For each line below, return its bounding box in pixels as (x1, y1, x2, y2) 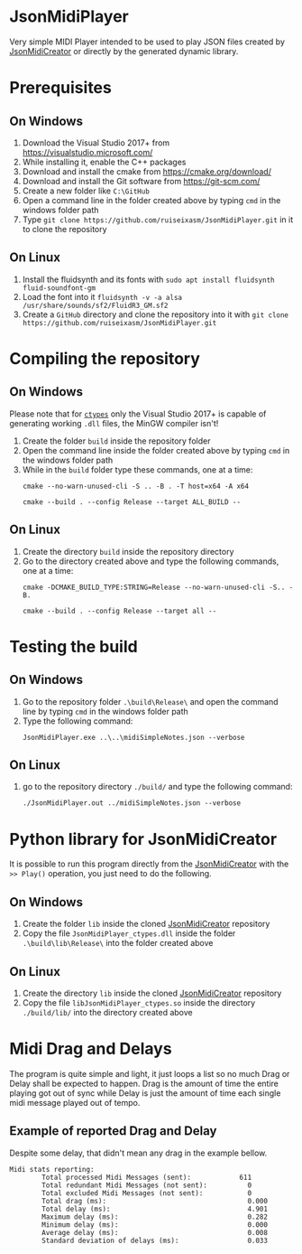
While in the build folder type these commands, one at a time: (22, 463, 253, 475)
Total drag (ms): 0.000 (41, 1196, 269, 1205)
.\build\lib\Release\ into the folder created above (22, 938, 214, 949)
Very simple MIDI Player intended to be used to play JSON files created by (9, 36, 286, 47)
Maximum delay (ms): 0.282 (41, 1212, 269, 1221)
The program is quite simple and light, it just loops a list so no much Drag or (9, 1068, 290, 1079)
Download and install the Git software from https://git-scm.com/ (22, 175, 261, 186)
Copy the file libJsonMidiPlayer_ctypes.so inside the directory (22, 997, 256, 1008)
